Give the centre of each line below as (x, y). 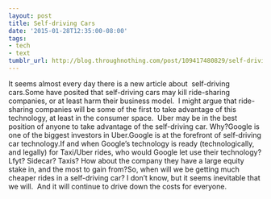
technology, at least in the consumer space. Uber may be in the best (123, 118)
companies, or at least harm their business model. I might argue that (123, 101)
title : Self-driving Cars (52, 23)
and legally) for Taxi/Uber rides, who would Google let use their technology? (135, 152)
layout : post (30, 16)
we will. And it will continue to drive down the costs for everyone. (118, 186)
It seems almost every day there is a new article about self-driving (119, 83)
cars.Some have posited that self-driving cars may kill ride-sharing (119, 92)
